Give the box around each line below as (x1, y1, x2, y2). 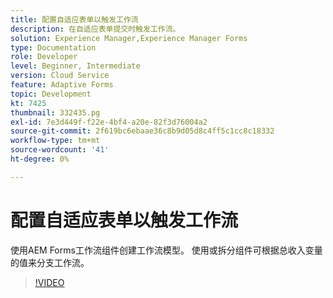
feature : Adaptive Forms (10, 80, 114, 90)
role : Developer (10, 52, 78, 62)
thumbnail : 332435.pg (10, 107, 101, 118)
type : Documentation (10, 42, 97, 53)
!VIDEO (34, 276, 65, 288)
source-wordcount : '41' (10, 145, 110, 155)
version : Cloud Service (10, 71, 110, 81)
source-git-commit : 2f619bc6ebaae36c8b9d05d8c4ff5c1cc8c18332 (10, 126, 275, 136)
